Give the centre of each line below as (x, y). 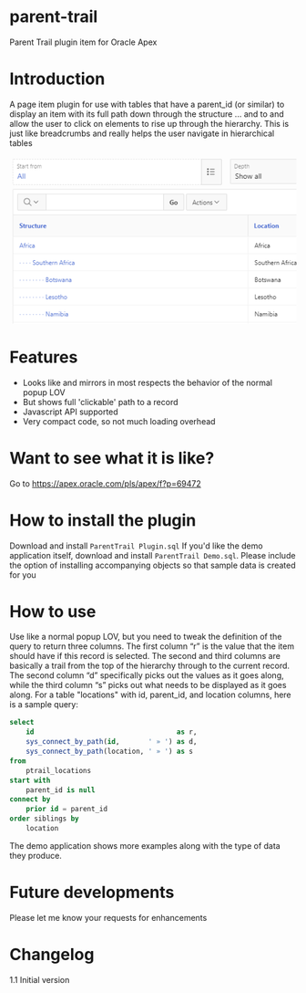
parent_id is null (61, 790)
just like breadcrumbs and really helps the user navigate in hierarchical (142, 133)
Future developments (92, 893)
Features (44, 357)
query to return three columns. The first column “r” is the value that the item (152, 646)
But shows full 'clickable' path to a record (101, 402)
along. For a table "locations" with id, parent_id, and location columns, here (150, 695)
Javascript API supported (70, 412)
